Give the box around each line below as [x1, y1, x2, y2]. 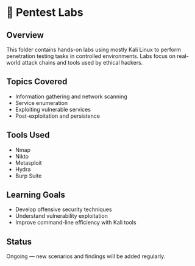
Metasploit [15, 159, 42, 167]
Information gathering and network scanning [15, 93, 127, 100]
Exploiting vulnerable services [15, 106, 91, 113]
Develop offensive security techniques [15, 206, 112, 213]
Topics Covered [6, 76, 68, 87]
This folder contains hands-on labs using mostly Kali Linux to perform [6, 46, 182, 53]
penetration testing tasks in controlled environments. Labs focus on [6, 52, 175, 60]
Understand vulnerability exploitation [15, 212, 108, 220]
